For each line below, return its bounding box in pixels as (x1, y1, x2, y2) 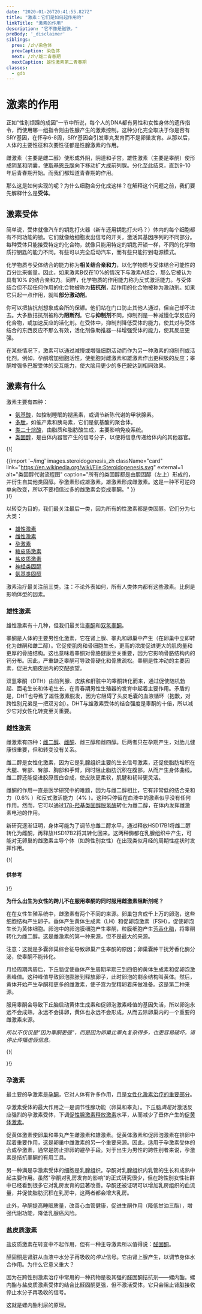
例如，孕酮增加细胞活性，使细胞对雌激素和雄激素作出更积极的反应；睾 (22, 354, 195, 361)
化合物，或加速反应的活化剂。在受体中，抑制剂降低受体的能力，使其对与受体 (6, 319, 195, 326)
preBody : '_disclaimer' (6, 31, 66, 37)
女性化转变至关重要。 (22, 707, 75, 715)
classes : (6, 64, 28, 71)
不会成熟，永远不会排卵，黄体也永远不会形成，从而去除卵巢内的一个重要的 (11, 1008, 195, 1015)
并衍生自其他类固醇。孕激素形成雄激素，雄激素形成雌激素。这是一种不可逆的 (6, 478, 195, 485)
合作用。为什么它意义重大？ (6, 1261, 75, 1268)
